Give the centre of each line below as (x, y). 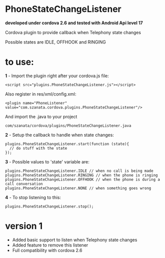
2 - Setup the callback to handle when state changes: (60, 135)
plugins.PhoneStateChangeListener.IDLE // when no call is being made (79, 171)
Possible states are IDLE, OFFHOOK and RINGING (56, 42)
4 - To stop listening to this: (33, 197)
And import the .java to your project (41, 116)
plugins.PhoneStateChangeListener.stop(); (49, 206)
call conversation (24, 184)
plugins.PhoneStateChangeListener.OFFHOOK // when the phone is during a (83, 179)
